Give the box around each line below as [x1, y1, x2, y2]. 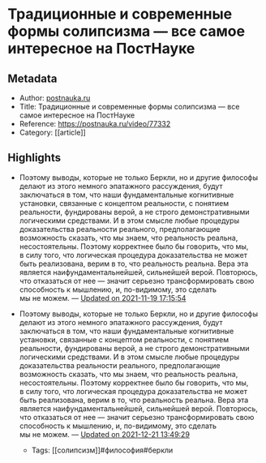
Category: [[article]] [19, 127, 86, 137]
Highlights [7, 151, 62, 165]
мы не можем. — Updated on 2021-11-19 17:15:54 [19, 293, 187, 302]
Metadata [7, 71, 58, 85]
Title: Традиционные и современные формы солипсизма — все [19, 102, 240, 111]
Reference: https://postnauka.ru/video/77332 [19, 119, 171, 128]
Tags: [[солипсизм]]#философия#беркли [31, 445, 174, 455]
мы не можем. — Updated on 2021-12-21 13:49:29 [19, 429, 190, 439]
